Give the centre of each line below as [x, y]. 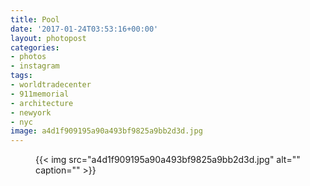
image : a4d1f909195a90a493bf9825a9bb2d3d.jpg [106, 131]
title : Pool [35, 19]
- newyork [31, 112]
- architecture [42, 103]
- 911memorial [40, 94]
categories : [35, 47]
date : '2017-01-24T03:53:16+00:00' [84, 29]
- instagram [35, 66]
